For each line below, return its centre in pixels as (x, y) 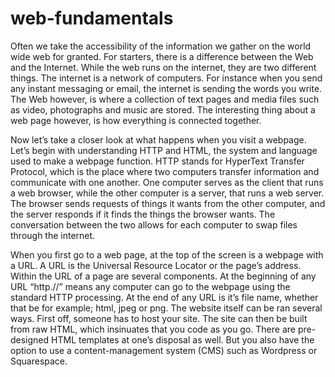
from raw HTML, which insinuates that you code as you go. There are (153, 329)
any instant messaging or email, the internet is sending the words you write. (166, 88)
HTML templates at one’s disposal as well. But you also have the (183, 339)
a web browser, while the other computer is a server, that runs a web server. (167, 193)
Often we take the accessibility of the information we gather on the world (161, 46)
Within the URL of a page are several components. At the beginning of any (163, 276)
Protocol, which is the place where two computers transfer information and (165, 171)
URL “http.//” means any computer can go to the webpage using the (150, 286)
